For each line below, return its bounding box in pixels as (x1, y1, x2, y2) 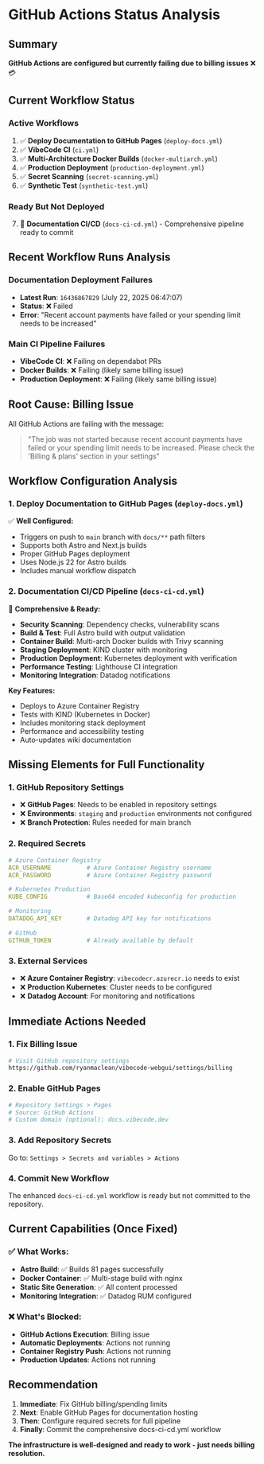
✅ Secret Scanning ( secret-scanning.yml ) (19, 171, 159, 181)
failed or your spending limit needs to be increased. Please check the (27, 443, 255, 452)
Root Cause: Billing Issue (8, 398, 134, 412)
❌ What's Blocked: (8, 1311, 82, 1322)
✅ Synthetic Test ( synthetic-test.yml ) (19, 181, 149, 190)
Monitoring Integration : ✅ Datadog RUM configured (19, 1291, 192, 1301)
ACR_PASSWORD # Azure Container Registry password (8, 871, 212, 879)
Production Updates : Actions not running (19, 1355, 157, 1364)
